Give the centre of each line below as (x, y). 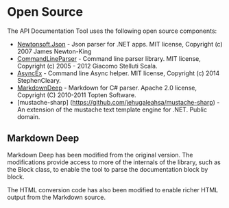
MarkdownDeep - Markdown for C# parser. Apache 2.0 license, (107, 88)
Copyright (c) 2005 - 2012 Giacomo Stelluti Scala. (87, 66)
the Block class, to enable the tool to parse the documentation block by (108, 169)
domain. (28, 116)
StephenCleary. (39, 80)
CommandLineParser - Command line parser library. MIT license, (109, 58)
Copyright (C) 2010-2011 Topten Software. (76, 95)
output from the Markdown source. (57, 197)
